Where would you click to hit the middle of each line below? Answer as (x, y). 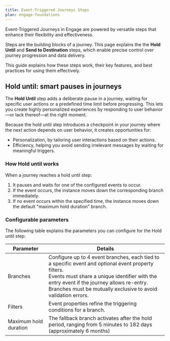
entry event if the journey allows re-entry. (98, 283)
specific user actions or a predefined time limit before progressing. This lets (84, 104)
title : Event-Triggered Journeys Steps (47, 10)
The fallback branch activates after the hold (100, 318)
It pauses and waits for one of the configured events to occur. (77, 185)
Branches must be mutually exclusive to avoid (103, 289)
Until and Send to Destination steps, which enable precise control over (80, 50)
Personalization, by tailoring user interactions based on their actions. (84, 140)
